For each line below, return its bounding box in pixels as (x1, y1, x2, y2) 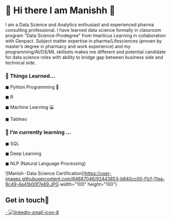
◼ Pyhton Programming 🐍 (5, 84, 59, 90)
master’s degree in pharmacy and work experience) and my (5, 43, 131, 49)
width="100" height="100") (60, 181, 117, 187)
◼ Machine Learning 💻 (5, 104, 55, 111)
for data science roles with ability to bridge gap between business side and (5, 54, 163, 60)
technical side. (5, 59, 36, 65)
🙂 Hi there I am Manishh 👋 (5, 5, 116, 16)
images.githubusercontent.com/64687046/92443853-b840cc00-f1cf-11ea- (5, 175, 165, 182)
